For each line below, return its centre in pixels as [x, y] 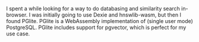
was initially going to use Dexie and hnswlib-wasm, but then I [106, 15]
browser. [17, 15]
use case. [18, 34]
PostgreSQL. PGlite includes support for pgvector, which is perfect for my [96, 27]
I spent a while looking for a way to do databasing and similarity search [93, 9]
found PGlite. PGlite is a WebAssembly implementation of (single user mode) [99, 21]
